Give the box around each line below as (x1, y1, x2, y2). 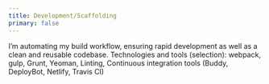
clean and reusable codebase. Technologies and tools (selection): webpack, (8, 50, 262, 59)
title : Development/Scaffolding (8, 11, 117, 20)
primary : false (8, 19, 60, 27)
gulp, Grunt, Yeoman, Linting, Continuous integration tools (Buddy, (8, 58, 229, 68)
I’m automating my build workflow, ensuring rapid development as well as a (8, 41, 258, 50)
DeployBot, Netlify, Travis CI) (8, 66, 105, 76)
